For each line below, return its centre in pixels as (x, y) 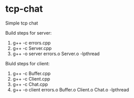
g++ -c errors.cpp (32, 43)
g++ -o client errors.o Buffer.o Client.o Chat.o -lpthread (71, 89)
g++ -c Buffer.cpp (32, 73)
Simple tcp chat (22, 23)
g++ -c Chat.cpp (30, 84)
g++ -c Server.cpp (32, 48)
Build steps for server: (29, 33)
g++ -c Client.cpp (31, 79)
